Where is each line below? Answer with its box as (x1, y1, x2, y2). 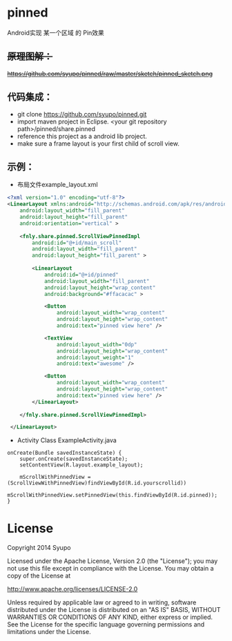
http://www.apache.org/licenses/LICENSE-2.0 (7, 585, 138, 593)
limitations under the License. (7, 628, 91, 636)
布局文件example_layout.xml (17, 181, 98, 189)
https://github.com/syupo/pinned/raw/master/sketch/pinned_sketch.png (7, 69, 213, 77)
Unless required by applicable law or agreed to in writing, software (7, 598, 197, 607)
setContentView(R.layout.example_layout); (19, 462, 144, 469)
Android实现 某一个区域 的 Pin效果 (7, 28, 105, 37)
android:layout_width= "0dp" (56, 341, 137, 348)
